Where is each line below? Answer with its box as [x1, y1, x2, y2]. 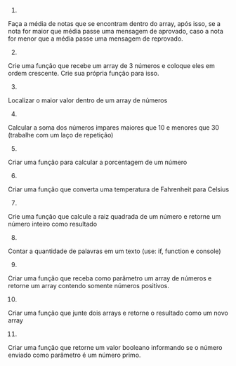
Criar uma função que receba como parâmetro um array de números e [8, 274, 212, 283]
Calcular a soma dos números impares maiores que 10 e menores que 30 [8, 123, 220, 132]
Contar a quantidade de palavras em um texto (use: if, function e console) [8, 247, 221, 255]
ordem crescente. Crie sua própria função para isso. [8, 69, 160, 77]
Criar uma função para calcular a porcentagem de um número [8, 158, 188, 166]
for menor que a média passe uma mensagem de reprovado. [8, 34, 183, 43]
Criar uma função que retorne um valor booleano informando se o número [8, 344, 223, 351]
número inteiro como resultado [8, 220, 98, 228]
